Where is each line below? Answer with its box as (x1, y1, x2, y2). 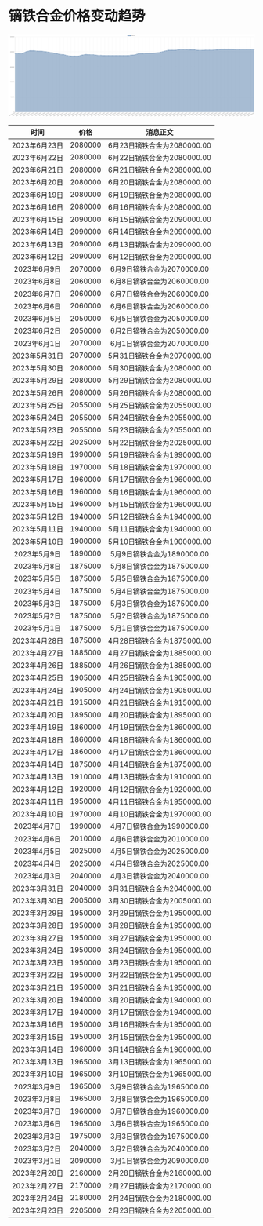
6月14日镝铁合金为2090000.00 (108, 227, 211, 236)
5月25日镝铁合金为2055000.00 (108, 400, 211, 410)
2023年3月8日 (13, 1094, 61, 1104)
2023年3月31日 (11, 884, 64, 893)
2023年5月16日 (11, 487, 64, 497)
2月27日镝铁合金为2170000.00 (108, 1180, 211, 1190)
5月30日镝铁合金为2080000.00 (108, 363, 211, 373)
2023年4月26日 (11, 661, 64, 670)
